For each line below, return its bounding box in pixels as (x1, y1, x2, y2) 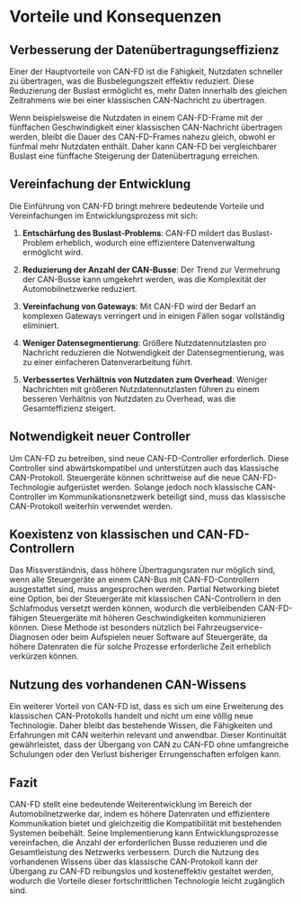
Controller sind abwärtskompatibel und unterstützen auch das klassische (9, 462, 279, 473)
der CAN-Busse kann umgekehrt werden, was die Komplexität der (22, 273, 267, 285)
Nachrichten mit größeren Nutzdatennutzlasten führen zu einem (22, 383, 260, 394)
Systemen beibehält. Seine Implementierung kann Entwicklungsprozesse (9, 827, 279, 839)
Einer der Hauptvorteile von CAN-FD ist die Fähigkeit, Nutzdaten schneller (9, 66, 283, 77)
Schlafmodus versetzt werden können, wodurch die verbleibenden (9, 603, 256, 614)
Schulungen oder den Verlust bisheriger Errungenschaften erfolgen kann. (9, 749, 281, 760)
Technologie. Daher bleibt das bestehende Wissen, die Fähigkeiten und (9, 720, 273, 731)
